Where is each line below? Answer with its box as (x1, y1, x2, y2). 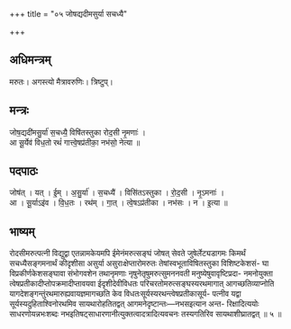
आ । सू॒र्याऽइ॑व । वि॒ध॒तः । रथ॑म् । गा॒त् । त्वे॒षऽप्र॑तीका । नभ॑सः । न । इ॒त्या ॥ (9, 198, 228, 209)
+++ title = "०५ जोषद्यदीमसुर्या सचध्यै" (9, 9, 128, 19)
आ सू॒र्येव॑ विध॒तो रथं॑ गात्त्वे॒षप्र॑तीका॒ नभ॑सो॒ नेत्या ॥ (9, 137, 141, 147)
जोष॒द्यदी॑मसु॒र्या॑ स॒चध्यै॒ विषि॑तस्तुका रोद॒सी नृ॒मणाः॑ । (9, 127, 147, 138)
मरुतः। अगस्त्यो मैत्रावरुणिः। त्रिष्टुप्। (9, 76, 114, 87)
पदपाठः (9, 164, 39, 179)
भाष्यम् (9, 224, 35, 239)
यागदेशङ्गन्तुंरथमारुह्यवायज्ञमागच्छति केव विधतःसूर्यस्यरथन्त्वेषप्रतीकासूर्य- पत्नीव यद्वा (9, 289, 241, 299)
